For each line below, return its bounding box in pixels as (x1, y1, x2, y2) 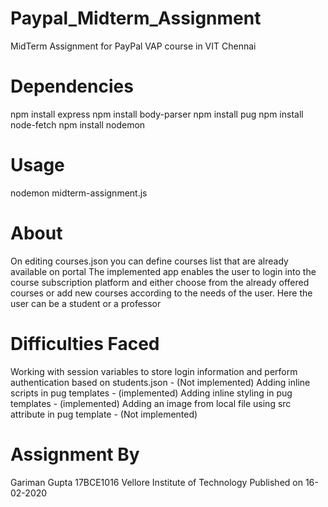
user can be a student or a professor (10, 297, 162, 309)
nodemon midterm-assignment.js (10, 187, 148, 199)
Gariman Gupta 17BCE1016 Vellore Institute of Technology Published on (10, 476, 303, 488)
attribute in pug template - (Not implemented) (10, 408, 198, 420)
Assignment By (10, 443, 140, 466)
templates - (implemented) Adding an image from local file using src (10, 397, 292, 409)
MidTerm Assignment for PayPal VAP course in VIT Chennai (10, 40, 257, 52)
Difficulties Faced (10, 332, 160, 355)
